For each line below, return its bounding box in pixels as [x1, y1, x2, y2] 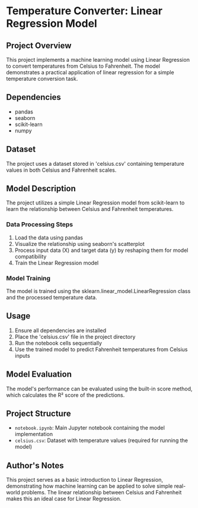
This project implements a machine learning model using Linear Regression [6, 56, 190, 63]
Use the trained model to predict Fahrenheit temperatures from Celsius [14, 346, 188, 353]
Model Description [6, 184, 76, 194]
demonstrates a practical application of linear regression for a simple [6, 69, 174, 75]
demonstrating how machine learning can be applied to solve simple [6, 482, 173, 490]
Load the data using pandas [14, 234, 83, 241]
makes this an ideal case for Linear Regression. [6, 495, 122, 503]
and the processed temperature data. [6, 294, 97, 301]
